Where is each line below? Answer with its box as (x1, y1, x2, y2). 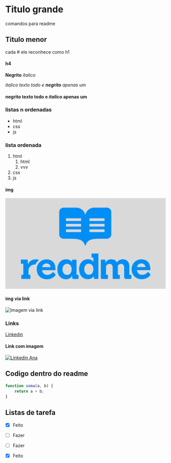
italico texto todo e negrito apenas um (5, 82, 87, 88)
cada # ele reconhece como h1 (5, 49, 70, 55)
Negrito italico (5, 72, 36, 78)
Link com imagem (5, 343, 44, 349)
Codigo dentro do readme (5, 369, 88, 378)
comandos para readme (5, 20, 55, 27)
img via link (5, 295, 30, 302)
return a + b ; (14, 389, 44, 394)
